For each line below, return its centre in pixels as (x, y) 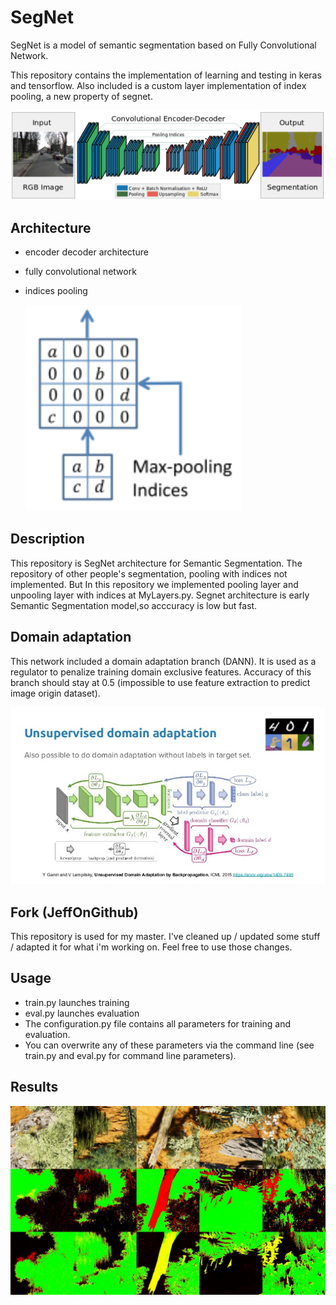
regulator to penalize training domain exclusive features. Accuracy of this (161, 672)
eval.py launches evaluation (82, 1013)
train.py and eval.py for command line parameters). (130, 1055)
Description (47, 539)
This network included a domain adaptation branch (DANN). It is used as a (163, 661)
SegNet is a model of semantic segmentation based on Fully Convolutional (163, 45)
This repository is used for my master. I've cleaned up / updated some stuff (165, 936)
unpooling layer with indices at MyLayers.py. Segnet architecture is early (160, 595)
